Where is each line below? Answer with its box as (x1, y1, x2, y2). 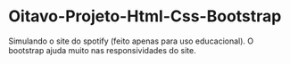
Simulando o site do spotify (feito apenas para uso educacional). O (8, 36, 254, 46)
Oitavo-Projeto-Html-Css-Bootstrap (8, 6, 282, 27)
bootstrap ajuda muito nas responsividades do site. (8, 44, 197, 55)
